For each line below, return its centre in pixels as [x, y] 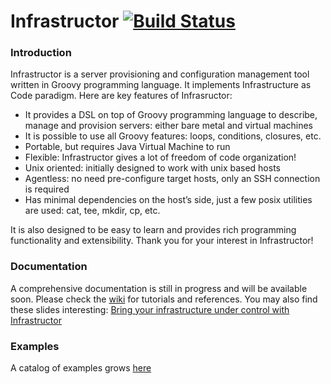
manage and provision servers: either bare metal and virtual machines [168, 126]
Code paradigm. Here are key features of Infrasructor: [121, 96]
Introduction [41, 53]
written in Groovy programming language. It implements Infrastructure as [161, 85]
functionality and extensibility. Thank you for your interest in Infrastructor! [162, 241]
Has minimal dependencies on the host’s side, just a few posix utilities [168, 200]
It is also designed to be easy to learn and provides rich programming [153, 230]
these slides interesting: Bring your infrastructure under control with [150, 309]
